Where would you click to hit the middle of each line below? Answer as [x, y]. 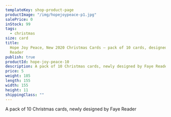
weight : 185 [18, 76]
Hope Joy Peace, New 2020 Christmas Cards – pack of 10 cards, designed [89, 48]
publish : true [20, 57]
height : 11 [17, 90]
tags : [11, 29]
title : [12, 43]
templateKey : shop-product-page [39, 10]
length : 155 [18, 81]
